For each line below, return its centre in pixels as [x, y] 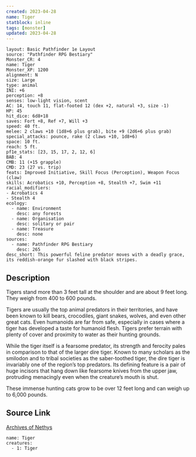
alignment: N [22, 75]
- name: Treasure [33, 229]
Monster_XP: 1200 [27, 70]
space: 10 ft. [23, 142]
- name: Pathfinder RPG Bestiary [52, 245]
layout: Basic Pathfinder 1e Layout [51, 50]
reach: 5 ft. [22, 147]
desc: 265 [29, 250]
